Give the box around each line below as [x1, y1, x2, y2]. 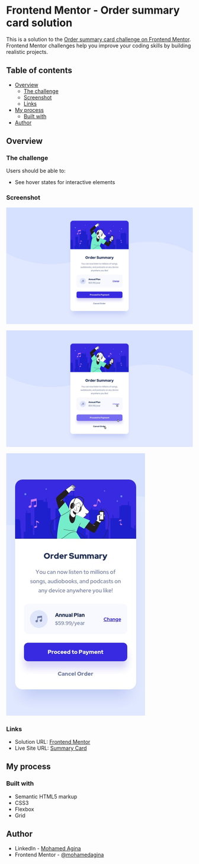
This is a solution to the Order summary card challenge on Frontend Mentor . [6, 36, 191, 43]
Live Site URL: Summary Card [14, 744, 87, 752]
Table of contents [6, 66, 72, 76]
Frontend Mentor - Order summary [6, 4, 180, 17]
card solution [6, 16, 73, 30]
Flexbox [14, 805, 34, 812]
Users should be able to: [6, 167, 66, 175]
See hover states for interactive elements [14, 179, 115, 186]
